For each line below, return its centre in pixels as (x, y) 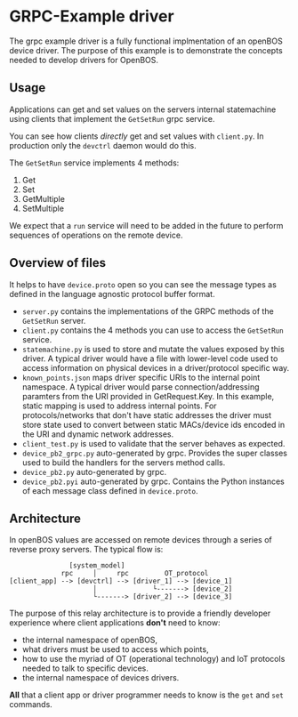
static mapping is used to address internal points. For (119, 406)
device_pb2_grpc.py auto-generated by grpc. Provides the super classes (154, 453)
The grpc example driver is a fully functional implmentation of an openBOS (146, 41)
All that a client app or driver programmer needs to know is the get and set (147, 695)
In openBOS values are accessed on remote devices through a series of (141, 540)
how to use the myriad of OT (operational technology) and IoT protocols (153, 659)
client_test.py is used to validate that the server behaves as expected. (153, 443)
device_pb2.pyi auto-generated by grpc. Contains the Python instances (153, 481)
